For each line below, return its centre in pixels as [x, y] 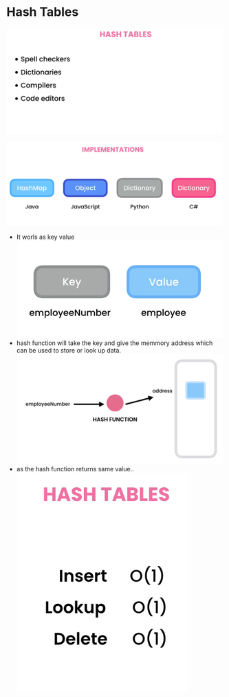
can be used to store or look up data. [69, 350]
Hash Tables [43, 12]
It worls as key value [45, 237]
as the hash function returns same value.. [75, 469]
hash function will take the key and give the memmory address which [115, 343]
